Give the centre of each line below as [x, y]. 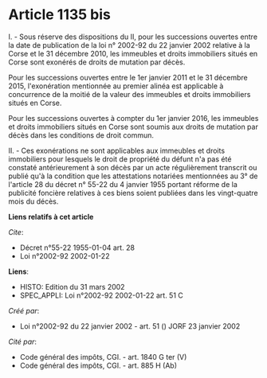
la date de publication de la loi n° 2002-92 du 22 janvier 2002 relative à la [130, 45]
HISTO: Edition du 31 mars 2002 [72, 286]
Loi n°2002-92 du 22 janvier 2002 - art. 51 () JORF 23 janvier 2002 [130, 326]
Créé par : [24, 310]
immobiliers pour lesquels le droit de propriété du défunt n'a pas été [120, 159]
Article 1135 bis [60, 15]
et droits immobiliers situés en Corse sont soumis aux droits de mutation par [133, 127]
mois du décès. [33, 201]
